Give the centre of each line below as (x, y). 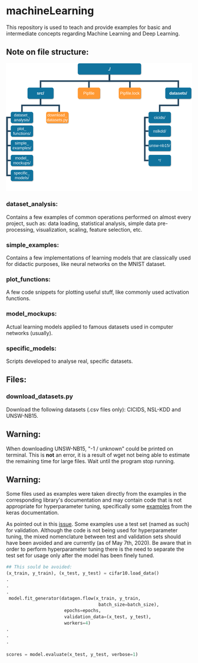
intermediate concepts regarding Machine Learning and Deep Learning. (93, 33)
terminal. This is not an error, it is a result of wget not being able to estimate (98, 455)
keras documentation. (33, 513)
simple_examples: (33, 245)
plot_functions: (29, 279)
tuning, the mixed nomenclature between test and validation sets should (94, 537)
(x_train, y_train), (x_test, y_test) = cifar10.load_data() (83, 573)
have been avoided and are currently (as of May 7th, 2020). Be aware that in (99, 543)
